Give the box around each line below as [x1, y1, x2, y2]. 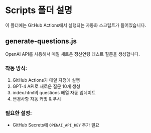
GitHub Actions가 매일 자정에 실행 [12, 77, 80, 83]
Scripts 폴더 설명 [5, 5, 73, 16]
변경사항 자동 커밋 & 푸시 [12, 96, 61, 102]
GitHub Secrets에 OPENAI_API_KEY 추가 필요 [12, 122, 100, 128]
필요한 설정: [5, 109, 32, 116]
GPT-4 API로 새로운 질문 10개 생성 [12, 83, 81, 89]
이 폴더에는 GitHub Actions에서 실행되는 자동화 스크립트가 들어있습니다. [5, 22, 146, 28]
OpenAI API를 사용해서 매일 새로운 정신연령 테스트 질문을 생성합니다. [5, 51, 140, 57]
